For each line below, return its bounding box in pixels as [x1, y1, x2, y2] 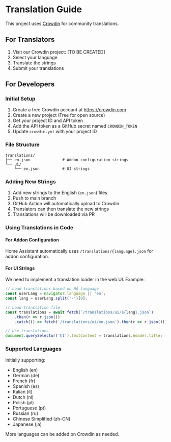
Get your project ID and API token [12, 117, 83, 124]
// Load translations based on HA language [5, 286, 99, 291]
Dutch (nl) [12, 394, 34, 400]
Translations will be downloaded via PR [12, 211, 95, 217]
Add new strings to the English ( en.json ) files [12, 190, 108, 196]
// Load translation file [5, 305, 60, 310]
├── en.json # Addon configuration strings [5, 157, 129, 162]
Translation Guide [5, 4, 82, 15]
